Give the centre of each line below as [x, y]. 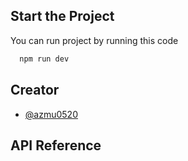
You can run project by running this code [94, 40]
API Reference [56, 145]
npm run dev [44, 59]
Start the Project [62, 16]
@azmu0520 [51, 114]
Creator [35, 90]
